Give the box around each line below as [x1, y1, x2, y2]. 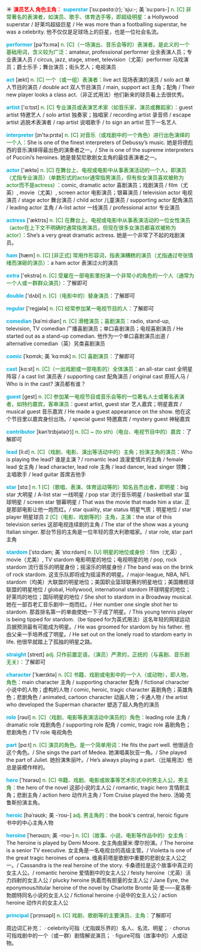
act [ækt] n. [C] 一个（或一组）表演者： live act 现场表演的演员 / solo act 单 [6, 76, 190, 83]
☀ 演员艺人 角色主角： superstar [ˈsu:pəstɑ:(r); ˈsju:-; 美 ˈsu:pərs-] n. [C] [6, 6, 185, 13]
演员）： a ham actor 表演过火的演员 [32, 260, 118, 266]
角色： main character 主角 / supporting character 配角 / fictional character [6, 679, 190, 685]
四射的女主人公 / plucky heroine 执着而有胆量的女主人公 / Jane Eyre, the [11, 877, 189, 884]
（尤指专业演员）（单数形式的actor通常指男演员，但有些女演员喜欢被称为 [6, 174, 184, 181]
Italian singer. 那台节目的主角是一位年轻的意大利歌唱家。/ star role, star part [6, 529, 193, 535]
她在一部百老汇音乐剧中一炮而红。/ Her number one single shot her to [6, 601, 178, 608]
